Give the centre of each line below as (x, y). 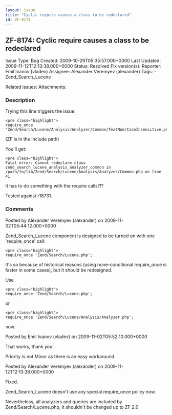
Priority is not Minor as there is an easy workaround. (61, 356)
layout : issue (20, 10)
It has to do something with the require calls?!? (55, 186)
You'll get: (16, 149)
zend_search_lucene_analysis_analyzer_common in (58, 168)
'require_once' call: (25, 241)
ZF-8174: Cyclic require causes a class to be (77, 40)
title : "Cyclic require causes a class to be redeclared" (68, 15)
